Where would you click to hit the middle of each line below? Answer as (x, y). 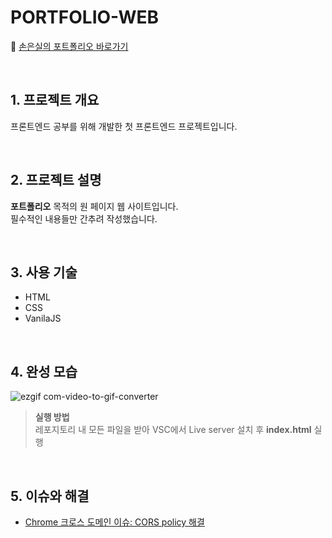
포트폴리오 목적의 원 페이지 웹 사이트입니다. (94, 206)
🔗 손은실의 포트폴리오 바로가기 (69, 46)
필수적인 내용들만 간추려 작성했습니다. (84, 218)
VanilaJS (43, 318)
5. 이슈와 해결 (50, 496)
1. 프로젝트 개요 (55, 100)
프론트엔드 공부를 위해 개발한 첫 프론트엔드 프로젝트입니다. (124, 126)
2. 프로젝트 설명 (56, 180)
